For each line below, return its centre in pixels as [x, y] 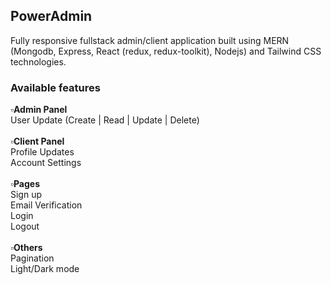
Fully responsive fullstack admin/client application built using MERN [150, 40]
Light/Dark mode [45, 269]
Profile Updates [42, 152]
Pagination [32, 258]
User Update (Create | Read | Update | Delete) [105, 120]
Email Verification [46, 205]
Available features [55, 87]
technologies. [38, 61]
